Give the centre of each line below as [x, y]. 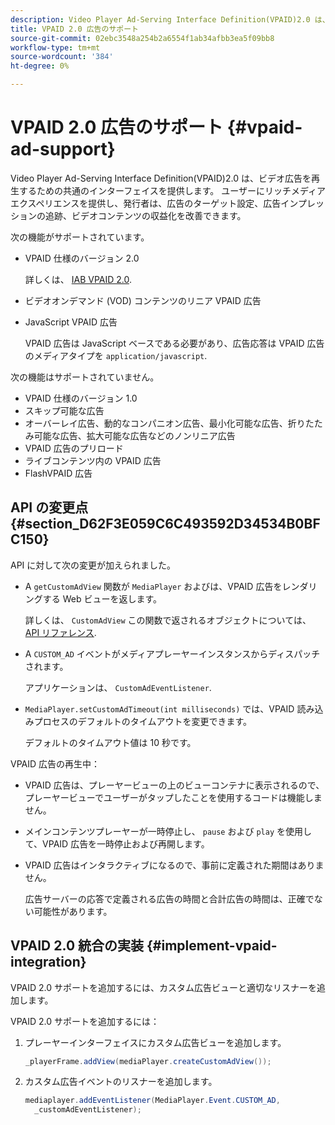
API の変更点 [49, 507]
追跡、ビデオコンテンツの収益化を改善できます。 [145, 215]
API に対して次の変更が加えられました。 [93, 565]
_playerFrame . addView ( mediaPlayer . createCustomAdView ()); [148, 1061]
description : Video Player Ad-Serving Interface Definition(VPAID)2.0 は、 [170, 19]
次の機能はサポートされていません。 [85, 377]
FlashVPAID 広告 [58, 473]
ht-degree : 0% [40, 66]
